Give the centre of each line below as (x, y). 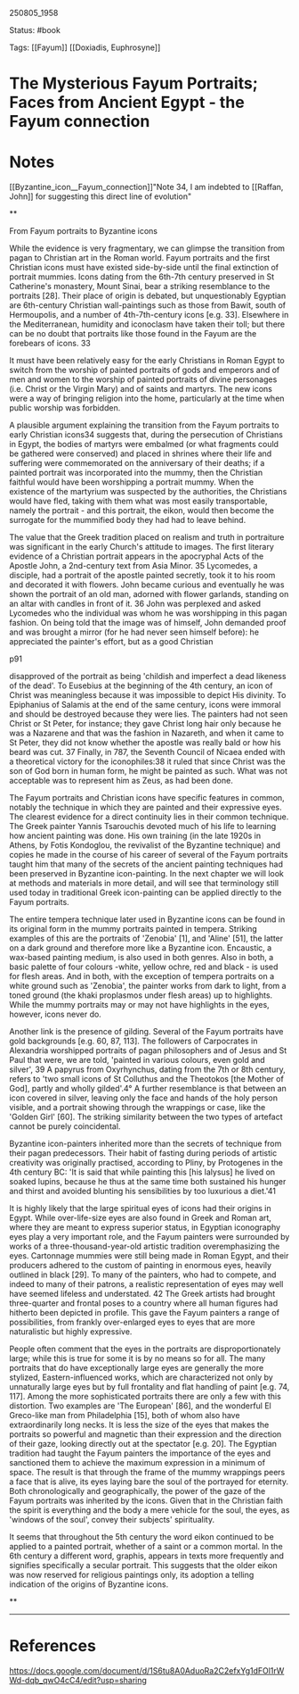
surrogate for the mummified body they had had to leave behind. (128, 520)
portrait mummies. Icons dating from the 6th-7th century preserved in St (141, 277)
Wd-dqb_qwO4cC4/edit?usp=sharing (78, 1681)
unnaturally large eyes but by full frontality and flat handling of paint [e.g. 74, (149, 1387)
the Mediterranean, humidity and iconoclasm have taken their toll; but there (147, 324)
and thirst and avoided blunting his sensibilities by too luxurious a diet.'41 (142, 1192)
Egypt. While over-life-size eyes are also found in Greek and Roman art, (140, 1218)
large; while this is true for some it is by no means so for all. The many (137, 1358)
